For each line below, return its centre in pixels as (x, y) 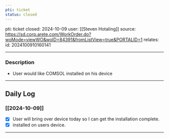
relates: (151, 39)
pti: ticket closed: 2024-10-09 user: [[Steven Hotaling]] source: (70, 29)
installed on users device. (39, 125)
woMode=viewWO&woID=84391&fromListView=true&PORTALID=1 (74, 39)
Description (20, 62)
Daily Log (20, 94)
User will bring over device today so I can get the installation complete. (86, 119)
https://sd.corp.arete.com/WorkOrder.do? (48, 34)
